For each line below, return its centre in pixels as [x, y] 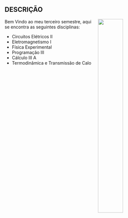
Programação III [28, 52]
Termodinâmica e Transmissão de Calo [52, 63]
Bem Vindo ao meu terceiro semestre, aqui [48, 21]
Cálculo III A [24, 58]
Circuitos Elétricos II [32, 36]
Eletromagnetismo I [31, 42]
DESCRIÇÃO [24, 10]
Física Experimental [32, 47]
